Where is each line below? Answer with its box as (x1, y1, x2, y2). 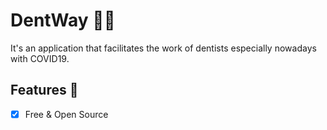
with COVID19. (10, 52, 70, 64)
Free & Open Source (24, 108, 109, 120)
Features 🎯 (10, 82, 79, 99)
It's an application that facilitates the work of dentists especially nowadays (10, 42, 317, 54)
